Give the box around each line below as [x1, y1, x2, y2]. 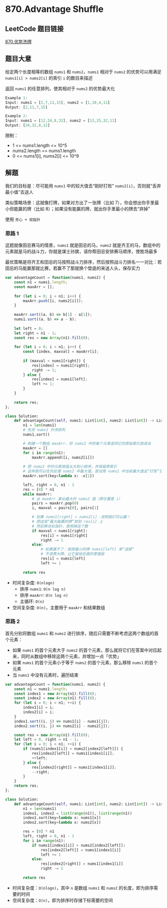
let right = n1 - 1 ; [14, 331, 57, 336]
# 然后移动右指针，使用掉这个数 [31, 524, 88, 529]
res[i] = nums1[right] [40, 533, 88, 538]
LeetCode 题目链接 [5, 24, 64, 33]
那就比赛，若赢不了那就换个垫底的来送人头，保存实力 [31, 265, 140, 272]
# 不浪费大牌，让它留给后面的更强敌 [40, 551, 105, 556]
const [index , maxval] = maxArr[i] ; [23, 349, 99, 354]
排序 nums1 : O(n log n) [19, 586, 66, 592]
